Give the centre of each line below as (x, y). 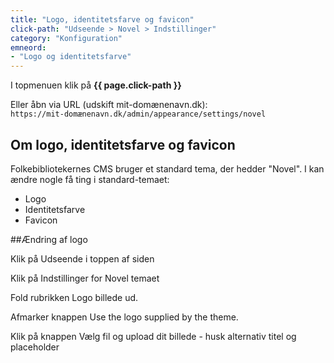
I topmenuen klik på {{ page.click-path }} (96, 85)
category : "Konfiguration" (66, 38)
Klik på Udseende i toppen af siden (82, 258)
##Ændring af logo (49, 239)
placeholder (35, 347)
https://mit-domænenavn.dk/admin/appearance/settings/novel (138, 114)
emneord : (28, 47)
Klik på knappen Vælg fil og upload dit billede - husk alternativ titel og (153, 336)
